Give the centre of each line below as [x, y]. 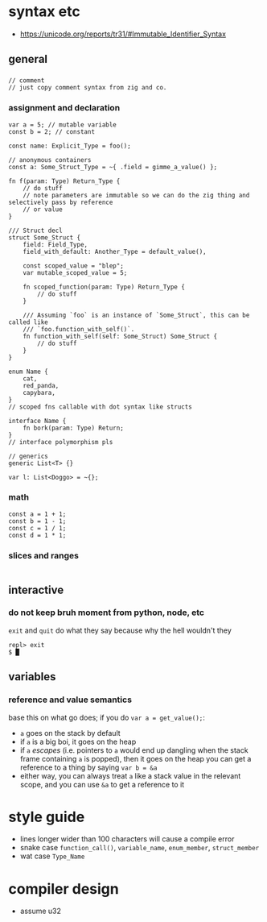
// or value [43, 209]
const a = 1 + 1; [37, 514]
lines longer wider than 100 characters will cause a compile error [127, 839]
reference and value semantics [70, 700]
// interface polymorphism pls [61, 442]
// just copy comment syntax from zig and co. [88, 88]
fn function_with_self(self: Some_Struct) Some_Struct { [120, 336]
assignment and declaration [64, 108]
